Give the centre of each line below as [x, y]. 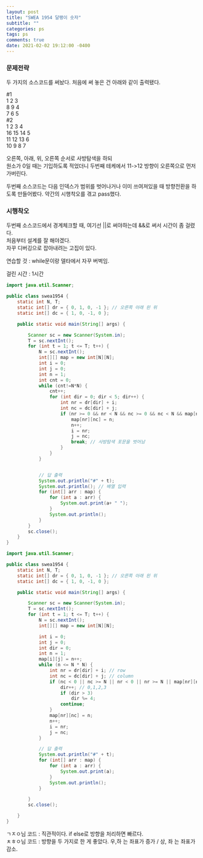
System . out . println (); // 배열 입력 [82, 486]
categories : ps [25, 29]
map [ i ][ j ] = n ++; [60, 659]
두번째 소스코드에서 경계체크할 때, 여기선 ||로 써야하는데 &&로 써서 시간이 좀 [95, 225]
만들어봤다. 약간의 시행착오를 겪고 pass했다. [69, 194]
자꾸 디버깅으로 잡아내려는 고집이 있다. [51, 248]
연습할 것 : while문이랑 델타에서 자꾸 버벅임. [58, 261]
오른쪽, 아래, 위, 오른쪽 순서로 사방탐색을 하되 [60, 159]
